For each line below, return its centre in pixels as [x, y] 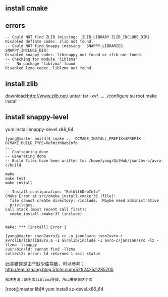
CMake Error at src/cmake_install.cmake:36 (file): [61, 196]
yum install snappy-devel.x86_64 [40, 129]
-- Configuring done [27, 152]
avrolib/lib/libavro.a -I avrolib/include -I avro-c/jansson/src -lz [80, 240]
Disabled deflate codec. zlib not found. [49, 42]
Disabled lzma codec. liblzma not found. [49, 68]
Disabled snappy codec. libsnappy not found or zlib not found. [74, 55]
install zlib [22, 84]
